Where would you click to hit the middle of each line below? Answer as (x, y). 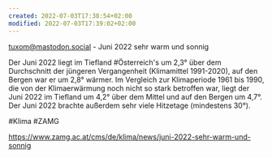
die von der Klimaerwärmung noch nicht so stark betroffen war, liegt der (129, 88)
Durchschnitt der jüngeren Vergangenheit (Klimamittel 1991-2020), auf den (133, 70)
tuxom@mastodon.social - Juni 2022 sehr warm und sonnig (109, 46)
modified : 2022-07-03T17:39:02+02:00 (72, 23)
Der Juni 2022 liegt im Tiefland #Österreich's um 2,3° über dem (115, 62)
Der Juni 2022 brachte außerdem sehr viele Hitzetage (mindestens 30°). (130, 105)
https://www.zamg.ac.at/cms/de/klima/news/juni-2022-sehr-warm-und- (130, 137)
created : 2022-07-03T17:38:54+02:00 (70, 16)
